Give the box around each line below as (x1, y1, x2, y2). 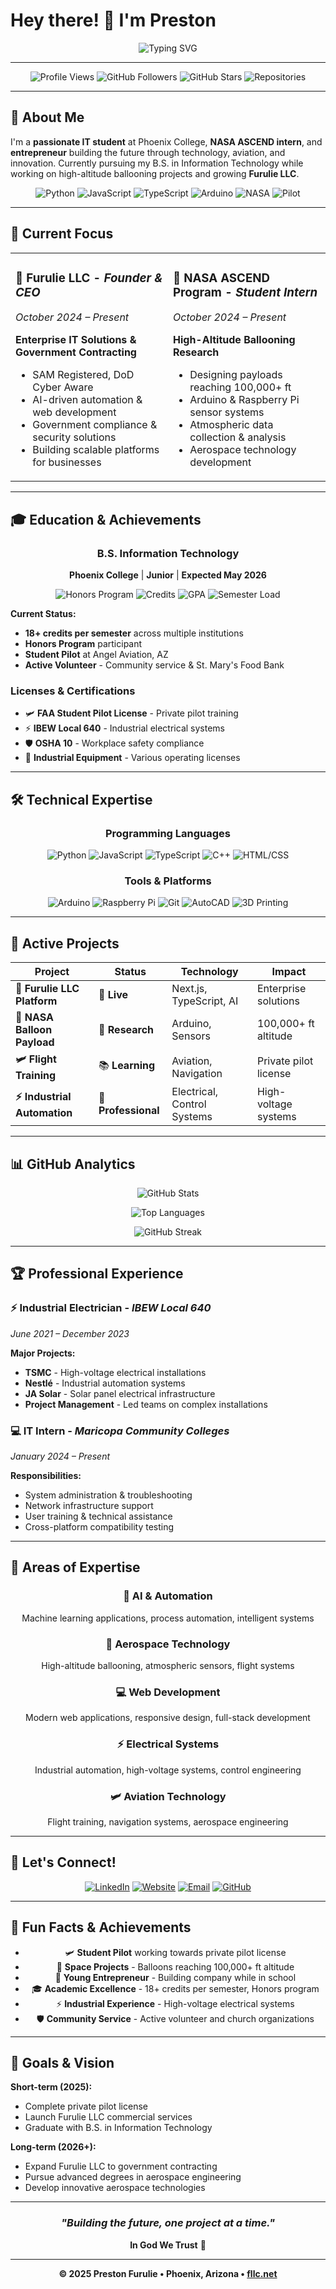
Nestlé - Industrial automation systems (24, 1377, 186, 1389)
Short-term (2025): (10, 2081, 93, 2093)
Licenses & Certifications (10, 684, 136, 698)
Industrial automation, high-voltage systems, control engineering (34, 1764, 302, 1776)
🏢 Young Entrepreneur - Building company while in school (54, 1971, 297, 1983)
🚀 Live (98, 988, 128, 1002)
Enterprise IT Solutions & (15, 333, 137, 347)
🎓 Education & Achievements (10, 511, 202, 528)
